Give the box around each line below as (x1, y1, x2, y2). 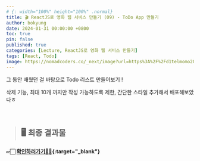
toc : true (6, 31, 31, 37)
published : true (6, 42, 46, 48)
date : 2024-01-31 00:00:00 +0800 (6, 25, 89, 32)
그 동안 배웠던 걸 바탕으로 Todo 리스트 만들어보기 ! (6, 76, 123, 83)
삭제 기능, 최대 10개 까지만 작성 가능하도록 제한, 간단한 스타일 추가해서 (6, 88, 168, 95)
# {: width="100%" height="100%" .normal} (6, 8, 113, 15)
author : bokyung (6, 20, 46, 26)
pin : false (6, 36, 33, 42)
